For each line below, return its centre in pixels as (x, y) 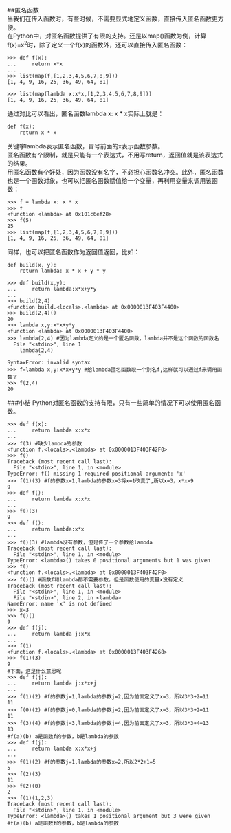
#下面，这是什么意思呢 (34, 671)
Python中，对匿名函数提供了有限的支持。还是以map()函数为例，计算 (110, 36)
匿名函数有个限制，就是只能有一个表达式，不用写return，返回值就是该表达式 (115, 155)
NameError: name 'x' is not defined (59, 603)
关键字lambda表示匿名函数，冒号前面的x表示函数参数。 (86, 146)
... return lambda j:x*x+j (52, 683)
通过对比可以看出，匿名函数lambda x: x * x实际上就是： (86, 113)
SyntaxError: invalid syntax (49, 362)
